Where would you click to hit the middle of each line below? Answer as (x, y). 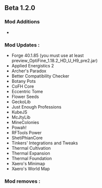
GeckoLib (21, 102)
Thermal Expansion (31, 153)
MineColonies (25, 122)
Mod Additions (22, 22)
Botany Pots (23, 81)
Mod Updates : (22, 45)
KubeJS (19, 112)
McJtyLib (21, 117)
